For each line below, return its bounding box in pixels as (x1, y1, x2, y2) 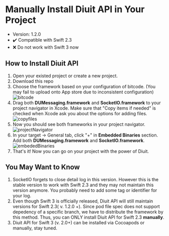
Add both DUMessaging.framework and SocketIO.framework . (12, 137, 145, 143)
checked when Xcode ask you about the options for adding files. (12, 110, 148, 116)
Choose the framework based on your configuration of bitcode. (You (12, 83, 156, 89)
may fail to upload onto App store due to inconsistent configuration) (12, 89, 154, 95)
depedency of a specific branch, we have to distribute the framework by (12, 209, 163, 215)
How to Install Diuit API (5, 59, 78, 68)
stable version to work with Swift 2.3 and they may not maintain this (12, 182, 154, 188)
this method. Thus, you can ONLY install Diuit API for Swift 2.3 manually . (12, 214, 164, 220)
